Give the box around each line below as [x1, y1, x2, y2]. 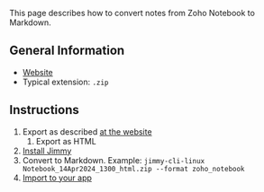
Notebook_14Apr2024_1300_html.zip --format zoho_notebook [22, 164, 245, 173]
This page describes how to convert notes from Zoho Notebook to [9, 8, 255, 18]
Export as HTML [35, 135, 96, 146]
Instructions [9, 102, 79, 118]
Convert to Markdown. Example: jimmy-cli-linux [22, 154, 205, 165]
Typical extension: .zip [22, 76, 109, 87]
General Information [9, 43, 125, 58]
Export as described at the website [22, 126, 152, 137]
